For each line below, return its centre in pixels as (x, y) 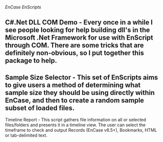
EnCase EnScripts (23, 7)
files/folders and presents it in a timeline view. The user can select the (75, 125)
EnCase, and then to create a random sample (75, 100)
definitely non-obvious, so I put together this (74, 53)
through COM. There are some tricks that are (74, 45)
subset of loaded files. (40, 108)
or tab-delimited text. (26, 135)
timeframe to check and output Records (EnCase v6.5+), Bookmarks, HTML (81, 130)
